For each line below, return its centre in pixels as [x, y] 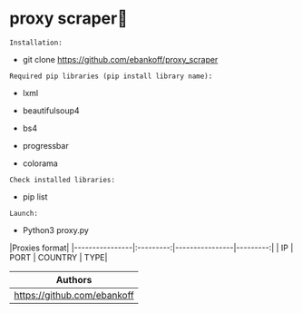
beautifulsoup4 [51, 110]
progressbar [46, 145]
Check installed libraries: [63, 180]
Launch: [24, 213]
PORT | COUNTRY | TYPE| [58, 257]
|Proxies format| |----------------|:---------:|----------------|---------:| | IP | [151, 248]
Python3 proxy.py [55, 230]
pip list [35, 196]
